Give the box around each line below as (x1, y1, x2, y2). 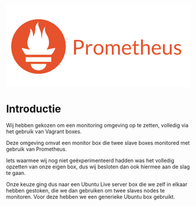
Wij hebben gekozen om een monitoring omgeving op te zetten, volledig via (6, 121, 189, 129)
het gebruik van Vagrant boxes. (6, 128, 82, 135)
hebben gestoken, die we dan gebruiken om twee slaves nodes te (6, 187, 165, 194)
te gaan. (6, 169, 26, 176)
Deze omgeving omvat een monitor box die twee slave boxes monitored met (6, 139, 190, 146)
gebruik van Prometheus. (6, 146, 67, 153)
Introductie (6, 102, 62, 116)
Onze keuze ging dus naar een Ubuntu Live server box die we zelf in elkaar (6, 181, 188, 188)
